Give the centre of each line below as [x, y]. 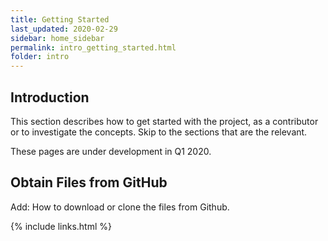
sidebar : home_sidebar [57, 38]
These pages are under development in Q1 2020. [111, 151]
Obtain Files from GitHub [89, 182]
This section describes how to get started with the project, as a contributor [164, 121]
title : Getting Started [60, 19]
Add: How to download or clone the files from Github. [120, 207]
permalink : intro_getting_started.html [93, 47]
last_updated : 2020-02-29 [64, 29]
